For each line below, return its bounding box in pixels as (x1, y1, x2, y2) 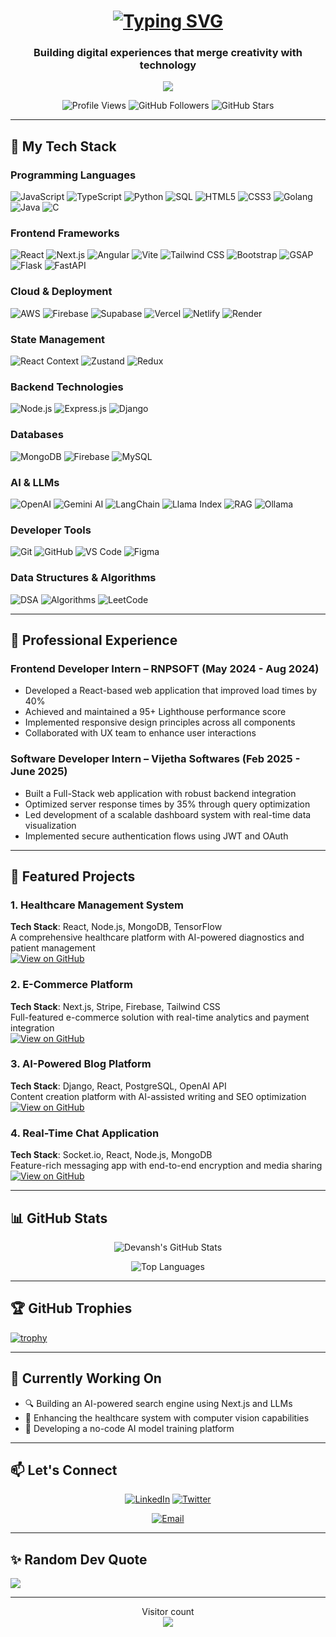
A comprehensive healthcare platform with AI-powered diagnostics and (10, 931, 305, 944)
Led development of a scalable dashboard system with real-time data (24, 808, 312, 820)
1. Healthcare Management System (10, 898, 185, 912)
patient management (10, 942, 96, 954)
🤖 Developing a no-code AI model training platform (24, 1422, 235, 1434)
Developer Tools (10, 523, 92, 537)
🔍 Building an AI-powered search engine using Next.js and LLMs (24, 1397, 293, 1409)
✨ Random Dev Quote (10, 1551, 148, 1568)
